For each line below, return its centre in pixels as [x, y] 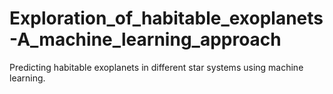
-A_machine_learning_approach [145, 39]
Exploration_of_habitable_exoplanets [166, 18]
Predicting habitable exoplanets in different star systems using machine [156, 67]
